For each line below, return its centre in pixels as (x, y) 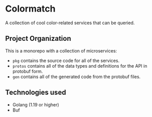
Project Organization (38, 39)
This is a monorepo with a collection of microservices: (61, 50)
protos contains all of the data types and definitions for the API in (80, 66)
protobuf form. (28, 71)
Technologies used (36, 93)
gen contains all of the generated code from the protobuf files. (77, 77)
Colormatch (30, 9)
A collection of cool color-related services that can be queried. (70, 23)
